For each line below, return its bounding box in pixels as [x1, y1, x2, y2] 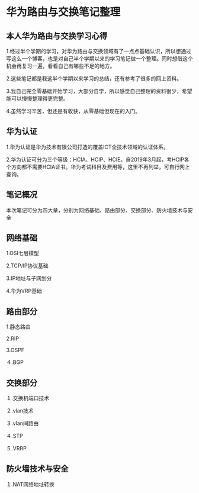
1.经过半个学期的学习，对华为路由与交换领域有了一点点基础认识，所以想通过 [6, 48, 191, 54]
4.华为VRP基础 [6, 288, 43, 295]
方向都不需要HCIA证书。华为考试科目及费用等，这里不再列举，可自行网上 [11, 163, 191, 170]
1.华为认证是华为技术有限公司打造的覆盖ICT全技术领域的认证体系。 [6, 143, 169, 150]
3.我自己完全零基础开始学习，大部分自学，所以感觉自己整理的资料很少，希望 [6, 88, 192, 95]
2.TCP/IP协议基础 [6, 262, 49, 269]
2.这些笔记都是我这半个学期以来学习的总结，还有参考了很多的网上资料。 [6, 75, 182, 82]
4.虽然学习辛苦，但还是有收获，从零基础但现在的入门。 [6, 108, 141, 114]
